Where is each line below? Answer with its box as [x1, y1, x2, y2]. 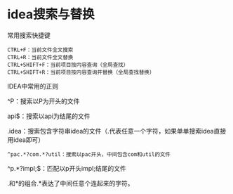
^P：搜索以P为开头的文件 [7, 96, 80, 105]
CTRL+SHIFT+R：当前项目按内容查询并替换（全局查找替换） [7, 68, 155, 76]
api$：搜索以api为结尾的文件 [7, 112, 91, 120]
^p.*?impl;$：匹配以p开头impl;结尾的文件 [7, 164, 126, 172]
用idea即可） [7, 135, 45, 144]
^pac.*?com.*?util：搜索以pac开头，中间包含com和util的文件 [7, 150, 171, 158]
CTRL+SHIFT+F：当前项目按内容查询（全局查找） [7, 61, 129, 68]
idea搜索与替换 [7, 6, 95, 22]
